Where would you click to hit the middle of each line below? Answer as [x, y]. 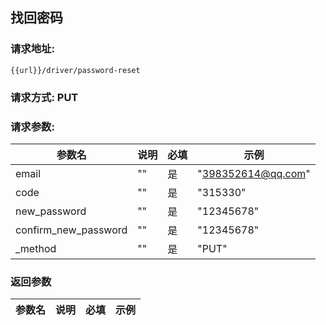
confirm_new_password [71, 230]
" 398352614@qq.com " [254, 173]
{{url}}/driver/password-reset [75, 70]
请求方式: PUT [44, 97]
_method [36, 248]
